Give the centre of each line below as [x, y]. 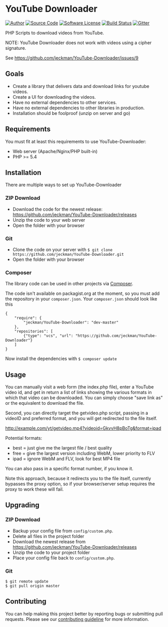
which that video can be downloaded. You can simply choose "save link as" [84, 398]
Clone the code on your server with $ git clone [62, 249]
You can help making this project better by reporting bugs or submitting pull [84, 614]
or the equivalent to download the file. [45, 403]
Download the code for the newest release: [57, 209]
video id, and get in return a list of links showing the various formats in [78, 393]
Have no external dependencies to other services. [65, 102]
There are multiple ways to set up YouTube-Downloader [64, 185]
